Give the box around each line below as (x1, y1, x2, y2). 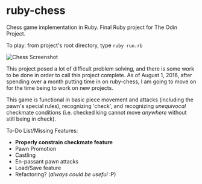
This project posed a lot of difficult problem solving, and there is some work (6, 65, 195, 72)
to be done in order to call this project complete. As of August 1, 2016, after (6, 71, 192, 78)
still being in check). (6, 115, 56, 122)
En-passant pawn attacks (14, 157, 79, 165)
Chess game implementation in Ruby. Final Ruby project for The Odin (6, 24, 178, 31)
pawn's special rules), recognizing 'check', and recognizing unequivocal (6, 102, 186, 109)
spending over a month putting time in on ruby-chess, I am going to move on (6, 78, 197, 85)
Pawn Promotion (14, 145, 56, 152)
